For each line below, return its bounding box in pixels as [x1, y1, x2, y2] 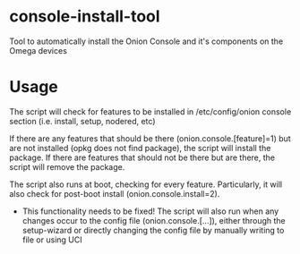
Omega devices [9, 45, 67, 55]
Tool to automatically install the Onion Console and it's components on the [9, 36, 284, 47]
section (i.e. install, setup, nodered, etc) [9, 115, 156, 126]
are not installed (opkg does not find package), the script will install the [9, 142, 271, 153]
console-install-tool [9, 6, 160, 27]
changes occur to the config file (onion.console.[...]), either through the [21, 215, 287, 225]
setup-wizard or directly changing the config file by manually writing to [21, 224, 285, 235]
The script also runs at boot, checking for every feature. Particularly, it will [9, 179, 283, 190]
